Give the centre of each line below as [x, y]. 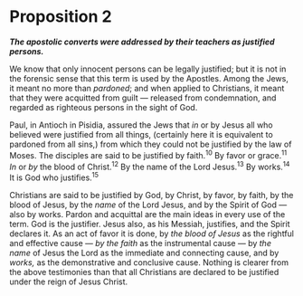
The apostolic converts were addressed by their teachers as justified [142, 42]
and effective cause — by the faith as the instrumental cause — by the [140, 243]
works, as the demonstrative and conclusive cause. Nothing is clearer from [149, 262]
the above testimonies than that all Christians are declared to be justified [144, 272]
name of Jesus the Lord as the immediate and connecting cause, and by [144, 253]
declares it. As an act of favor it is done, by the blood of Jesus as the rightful [151, 234]
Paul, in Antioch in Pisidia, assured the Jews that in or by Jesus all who [141, 125]
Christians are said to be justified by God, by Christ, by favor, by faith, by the [151, 195]
